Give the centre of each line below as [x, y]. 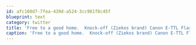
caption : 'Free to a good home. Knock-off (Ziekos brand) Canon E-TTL [95, 33]
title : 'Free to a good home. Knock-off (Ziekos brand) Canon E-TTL [92, 28]
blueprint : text [26, 17]
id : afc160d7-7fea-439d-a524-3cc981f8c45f [58, 11]
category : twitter [28, 22]
